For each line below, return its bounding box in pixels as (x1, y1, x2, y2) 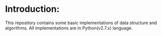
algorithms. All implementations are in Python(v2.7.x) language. (5, 25, 133, 31)
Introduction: (5, 3, 60, 15)
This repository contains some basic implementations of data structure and (5, 20, 157, 26)
